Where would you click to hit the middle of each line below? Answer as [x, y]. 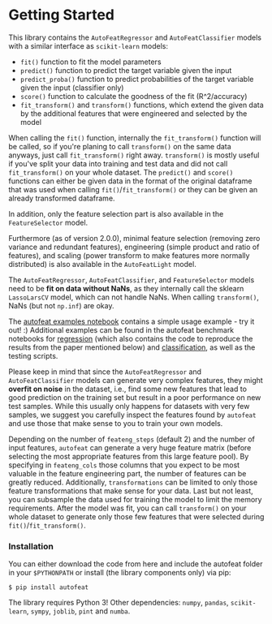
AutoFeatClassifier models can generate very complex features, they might [136, 380]
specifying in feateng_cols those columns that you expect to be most [124, 465]
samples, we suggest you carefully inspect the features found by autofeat [132, 415]
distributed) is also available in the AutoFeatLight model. [102, 264]
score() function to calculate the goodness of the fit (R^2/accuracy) [134, 96]
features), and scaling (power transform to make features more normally [129, 255]
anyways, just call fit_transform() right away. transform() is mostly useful [134, 155]
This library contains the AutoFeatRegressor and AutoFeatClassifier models [135, 37]
